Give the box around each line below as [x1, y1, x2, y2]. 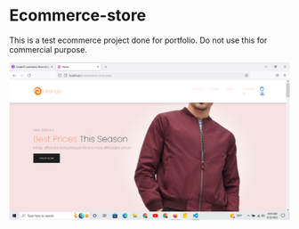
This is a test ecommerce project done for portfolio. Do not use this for [9, 35, 268, 45]
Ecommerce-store [9, 5, 147, 26]
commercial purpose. [9, 44, 87, 54]
